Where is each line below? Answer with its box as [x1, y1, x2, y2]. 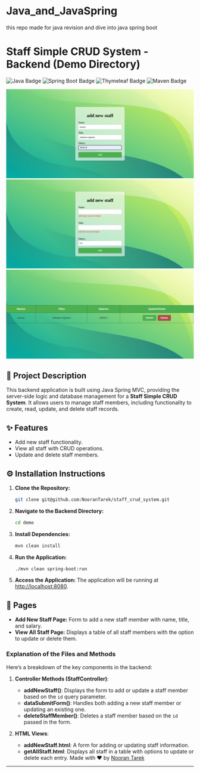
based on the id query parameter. [23, 693, 107, 700]
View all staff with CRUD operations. [14, 445, 104, 452]
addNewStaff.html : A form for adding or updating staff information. [23, 741, 189, 749]
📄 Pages [6, 600, 37, 610]
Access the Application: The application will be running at [14, 577, 159, 584]
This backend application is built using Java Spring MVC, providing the [6, 386, 180, 394]
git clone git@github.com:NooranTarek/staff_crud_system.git [14, 496, 170, 502]
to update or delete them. [14, 635, 77, 642]
